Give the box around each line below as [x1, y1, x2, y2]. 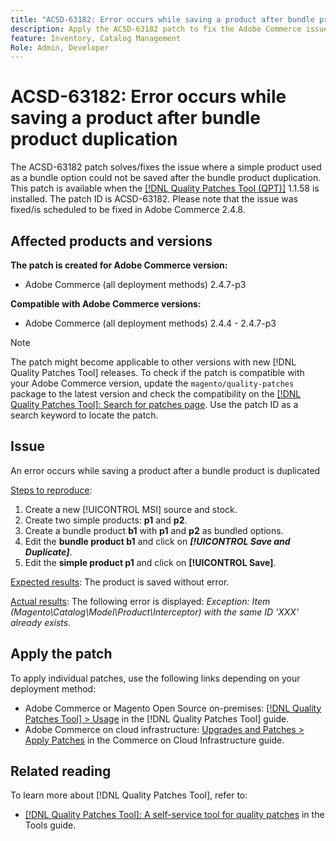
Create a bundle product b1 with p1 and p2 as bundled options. [24, 524, 284, 536]
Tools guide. [24, 819, 77, 831]
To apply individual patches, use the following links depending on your [10, 672, 301, 684]
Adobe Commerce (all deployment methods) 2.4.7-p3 [24, 279, 247, 290]
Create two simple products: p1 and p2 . [24, 514, 188, 526]
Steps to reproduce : [10, 484, 93, 496]
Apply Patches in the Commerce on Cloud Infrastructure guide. [24, 734, 285, 746]
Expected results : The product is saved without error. [10, 576, 230, 588]
